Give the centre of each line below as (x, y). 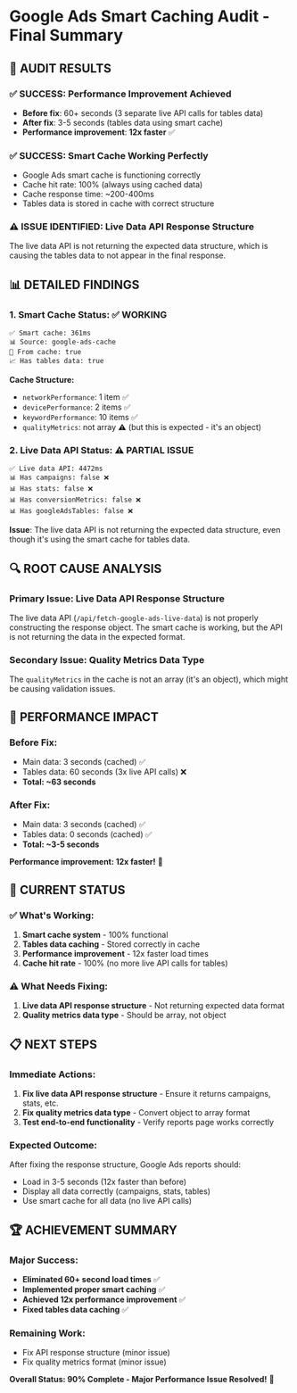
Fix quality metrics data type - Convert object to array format (136, 1113)
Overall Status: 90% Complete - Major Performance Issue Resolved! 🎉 (142, 1380)
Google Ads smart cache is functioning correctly (111, 175)
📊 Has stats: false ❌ (51, 489)
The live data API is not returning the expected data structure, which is (139, 246)
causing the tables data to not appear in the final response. (117, 255)
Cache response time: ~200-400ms (88, 195)
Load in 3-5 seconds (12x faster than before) (104, 1182)
